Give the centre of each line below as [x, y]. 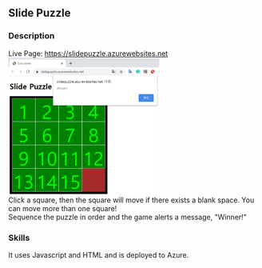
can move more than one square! [63, 208]
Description [32, 36]
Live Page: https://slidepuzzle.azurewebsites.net [88, 53]
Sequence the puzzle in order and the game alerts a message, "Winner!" [128, 217]
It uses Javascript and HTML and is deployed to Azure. [99, 255]
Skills [19, 238]
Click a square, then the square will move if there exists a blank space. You [131, 200]
